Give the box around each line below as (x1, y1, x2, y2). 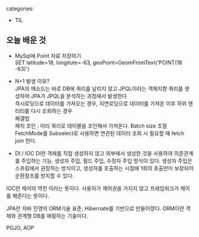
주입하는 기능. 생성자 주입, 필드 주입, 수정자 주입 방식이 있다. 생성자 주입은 (21, 157, 192, 164)
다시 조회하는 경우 (30, 107, 73, 114)
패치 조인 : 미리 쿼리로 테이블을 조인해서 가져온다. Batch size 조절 (14, 122, 167, 129)
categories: (6, 5, 34, 12)
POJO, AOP (6, 224, 35, 231)
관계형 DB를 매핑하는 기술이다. (17, 212, 88, 219)
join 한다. (14, 137, 37, 144)
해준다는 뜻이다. (12, 192, 49, 199)
